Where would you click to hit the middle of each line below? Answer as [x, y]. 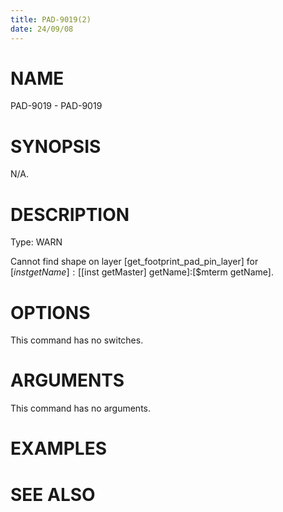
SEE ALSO [53, 494]
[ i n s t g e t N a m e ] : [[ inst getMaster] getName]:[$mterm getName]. [142, 272]
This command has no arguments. [80, 408]
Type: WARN [36, 242]
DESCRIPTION [70, 214]
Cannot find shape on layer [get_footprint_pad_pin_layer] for [134, 262]
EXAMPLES [58, 448]
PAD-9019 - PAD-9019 [56, 106]
